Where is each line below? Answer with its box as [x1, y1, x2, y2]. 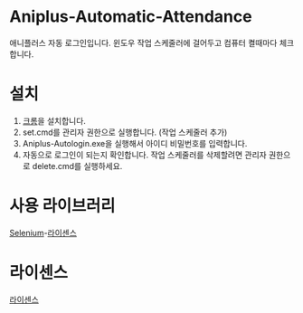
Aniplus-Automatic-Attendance [9, 6, 252, 27]
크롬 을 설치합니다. [22, 115, 86, 126]
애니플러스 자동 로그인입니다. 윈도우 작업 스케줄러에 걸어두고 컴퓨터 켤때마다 [9, 37, 278, 48]
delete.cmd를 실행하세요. [32, 160, 123, 171]
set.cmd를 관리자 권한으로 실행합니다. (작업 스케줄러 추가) [22, 127, 228, 138]
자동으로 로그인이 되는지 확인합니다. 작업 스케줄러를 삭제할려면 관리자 [22, 149, 267, 160]
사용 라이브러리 [9, 196, 116, 216]
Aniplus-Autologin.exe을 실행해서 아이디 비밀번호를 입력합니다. [22, 138, 248, 148]
